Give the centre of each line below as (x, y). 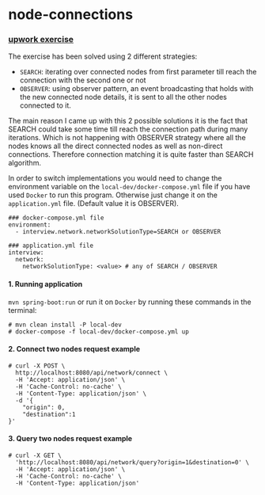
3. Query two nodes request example (70, 439)
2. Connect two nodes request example (74, 349)
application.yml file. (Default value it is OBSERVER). (94, 204)
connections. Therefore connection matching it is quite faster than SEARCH (131, 154)
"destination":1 (49, 414)
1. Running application (45, 284)
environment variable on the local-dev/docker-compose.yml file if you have (129, 187)
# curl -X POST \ (37, 366)
